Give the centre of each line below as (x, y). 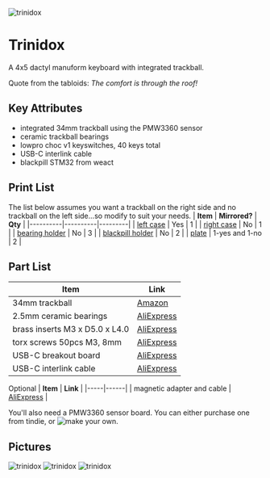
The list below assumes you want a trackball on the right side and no (122, 207)
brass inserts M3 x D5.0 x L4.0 (71, 329)
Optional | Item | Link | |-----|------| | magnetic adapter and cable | (120, 388)
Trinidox (37, 45)
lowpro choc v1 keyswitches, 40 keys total (90, 145)
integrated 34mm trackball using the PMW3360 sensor (111, 128)
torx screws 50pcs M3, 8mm (67, 342)
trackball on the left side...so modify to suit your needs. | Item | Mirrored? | (133, 216)
